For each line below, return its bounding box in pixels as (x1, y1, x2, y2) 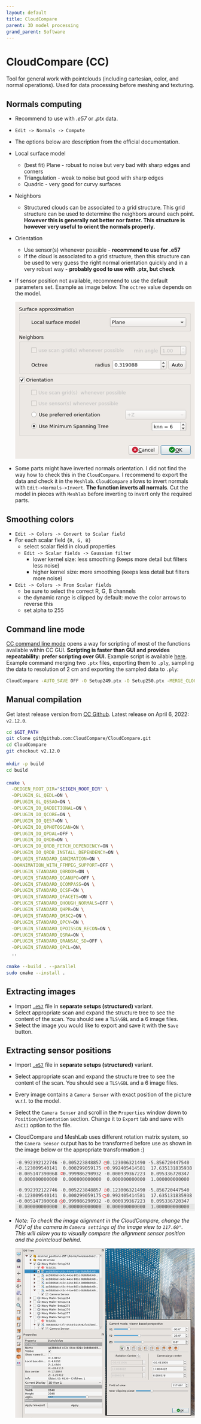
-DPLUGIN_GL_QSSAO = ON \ (11, 799, 71, 805)
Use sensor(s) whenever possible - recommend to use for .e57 (23, 246, 181, 253)
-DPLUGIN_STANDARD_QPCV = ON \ (11, 919, 84, 925)
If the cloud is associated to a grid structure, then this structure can (23, 253, 190, 259)
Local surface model (14, 150, 66, 157)
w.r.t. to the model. (14, 1097, 61, 1104)
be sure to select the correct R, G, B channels (23, 587, 136, 595)
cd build (6, 767, 28, 773)
